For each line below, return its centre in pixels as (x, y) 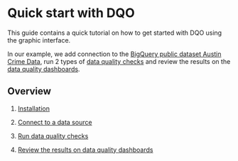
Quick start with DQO (71, 13)
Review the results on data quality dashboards (85, 150)
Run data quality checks (53, 135)
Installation (34, 109)
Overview (29, 91)
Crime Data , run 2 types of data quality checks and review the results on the (119, 61)
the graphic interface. (39, 40)
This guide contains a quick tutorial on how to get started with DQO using (115, 33)
